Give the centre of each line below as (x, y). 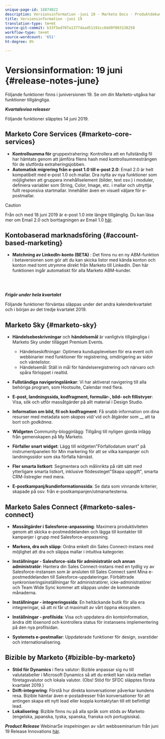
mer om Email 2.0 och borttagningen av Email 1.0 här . (59, 220)
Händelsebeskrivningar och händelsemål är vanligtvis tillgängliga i (81, 337)
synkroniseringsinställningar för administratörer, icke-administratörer (82, 582)
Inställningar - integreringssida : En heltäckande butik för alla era (78, 602)
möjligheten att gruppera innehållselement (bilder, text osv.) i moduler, (83, 180)
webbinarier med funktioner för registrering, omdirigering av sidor (86, 357)
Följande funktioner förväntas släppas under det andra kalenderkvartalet (79, 304)
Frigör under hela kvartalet (33, 295)
